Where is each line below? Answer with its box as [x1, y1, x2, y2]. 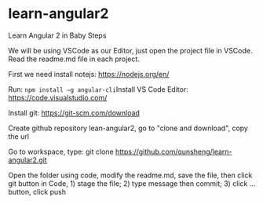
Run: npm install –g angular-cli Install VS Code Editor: [8, 84, 188, 94]
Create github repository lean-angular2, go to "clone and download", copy [8, 123, 249, 133]
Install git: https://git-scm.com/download [8, 107, 140, 118]
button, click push [8, 187, 67, 196]
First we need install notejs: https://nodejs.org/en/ [8, 69, 170, 78]
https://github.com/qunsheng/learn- [115, 147, 233, 156]
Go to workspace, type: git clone [8, 147, 114, 156]
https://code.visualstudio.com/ [8, 93, 108, 102]
